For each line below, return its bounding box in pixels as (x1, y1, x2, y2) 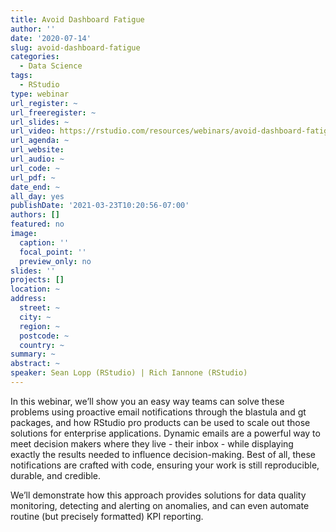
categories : (10, 52, 60, 62)
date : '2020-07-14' (10, 33, 92, 43)
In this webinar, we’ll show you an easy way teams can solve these (10, 395, 285, 407)
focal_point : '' (19, 247, 87, 257)
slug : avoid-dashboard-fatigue (10, 42, 141, 53)
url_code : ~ (10, 163, 60, 173)
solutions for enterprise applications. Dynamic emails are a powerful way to (10, 427, 321, 439)
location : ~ (10, 284, 60, 295)
